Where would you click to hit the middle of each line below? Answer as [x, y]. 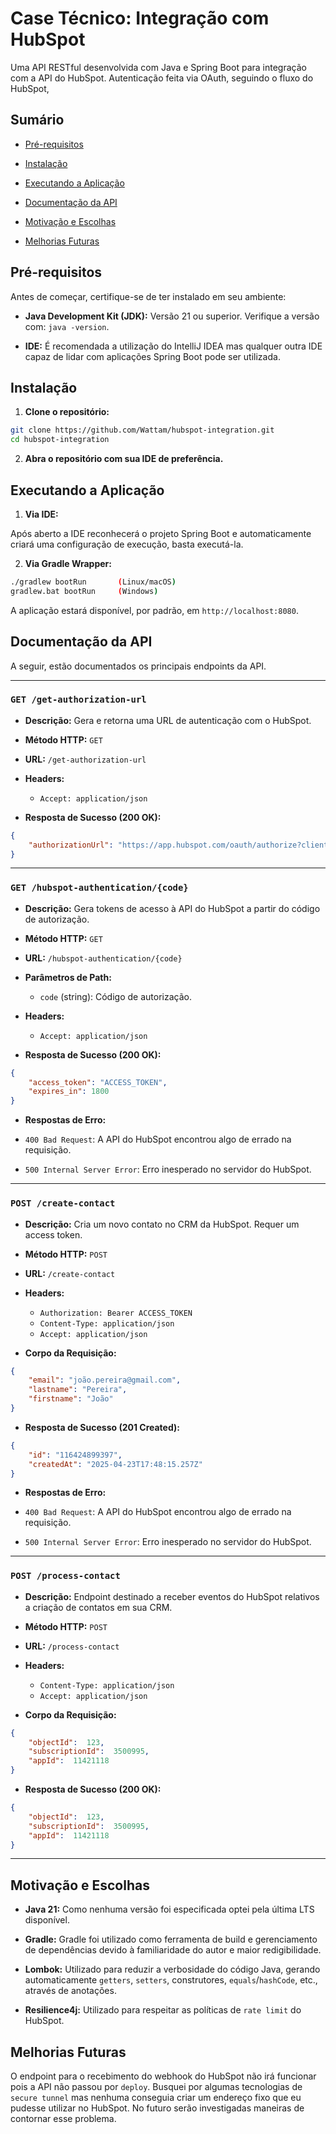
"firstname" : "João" [71, 1399]
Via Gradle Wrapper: [68, 563]
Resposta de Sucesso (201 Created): [102, 1427]
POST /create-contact [63, 1203]
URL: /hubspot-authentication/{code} [103, 958]
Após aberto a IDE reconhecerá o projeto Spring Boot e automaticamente [161, 533]
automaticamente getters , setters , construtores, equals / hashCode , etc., [171, 1980]
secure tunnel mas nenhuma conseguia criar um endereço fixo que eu [156, 2098]
